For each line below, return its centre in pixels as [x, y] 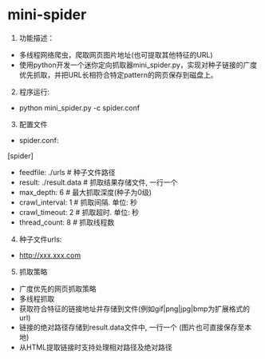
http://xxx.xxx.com [50, 255]
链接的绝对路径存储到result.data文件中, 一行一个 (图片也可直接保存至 [132, 327]
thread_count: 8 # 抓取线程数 [67, 222]
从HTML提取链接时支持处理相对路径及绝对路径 [95, 347]
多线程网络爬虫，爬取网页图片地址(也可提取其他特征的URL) [116, 54]
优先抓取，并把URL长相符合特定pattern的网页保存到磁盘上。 [118, 74]
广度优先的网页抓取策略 [57, 289]
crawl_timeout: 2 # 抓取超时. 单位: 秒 [79, 212]
